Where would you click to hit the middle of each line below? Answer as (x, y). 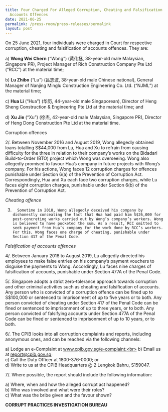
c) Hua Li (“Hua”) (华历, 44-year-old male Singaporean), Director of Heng (81, 101)
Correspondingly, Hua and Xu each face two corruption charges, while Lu (81, 180)
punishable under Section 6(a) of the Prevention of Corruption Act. (74, 174)
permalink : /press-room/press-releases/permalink (58, 24)
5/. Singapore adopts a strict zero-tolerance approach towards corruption (81, 281)
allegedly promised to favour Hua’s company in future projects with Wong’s (83, 164)
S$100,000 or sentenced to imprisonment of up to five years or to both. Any (83, 297)
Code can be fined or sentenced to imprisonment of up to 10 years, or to (80, 319)
